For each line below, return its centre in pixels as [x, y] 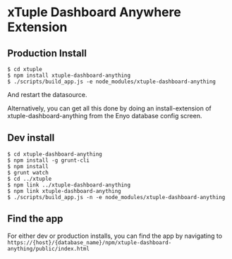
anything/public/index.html [49, 248]
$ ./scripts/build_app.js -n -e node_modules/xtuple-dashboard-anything [116, 197]
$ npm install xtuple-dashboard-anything [69, 75]
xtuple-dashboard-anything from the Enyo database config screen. [105, 116]
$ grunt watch [28, 172]
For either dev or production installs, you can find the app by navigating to [115, 236]
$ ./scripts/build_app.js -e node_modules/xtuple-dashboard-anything [112, 82]
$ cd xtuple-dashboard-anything [55, 154]
